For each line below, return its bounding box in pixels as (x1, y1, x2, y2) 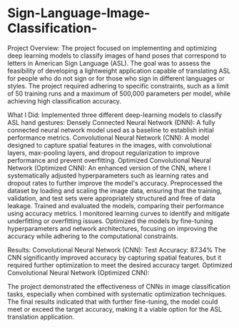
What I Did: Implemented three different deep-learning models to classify (7, 111, 223, 119)
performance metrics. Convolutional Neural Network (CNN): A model (7, 133, 210, 142)
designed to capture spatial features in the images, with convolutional (7, 140, 212, 149)
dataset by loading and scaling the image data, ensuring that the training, (7, 186, 223, 195)
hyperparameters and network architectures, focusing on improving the (7, 224, 218, 232)
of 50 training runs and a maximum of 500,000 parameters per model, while (7, 89, 230, 98)
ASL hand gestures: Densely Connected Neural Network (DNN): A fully (7, 118, 215, 126)
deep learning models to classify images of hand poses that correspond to (7, 51, 227, 60)
